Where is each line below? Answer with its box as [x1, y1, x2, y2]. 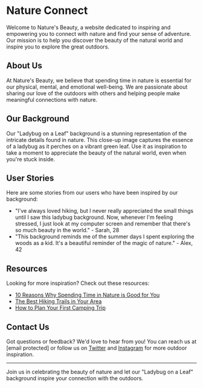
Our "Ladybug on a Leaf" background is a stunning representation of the [6, 130, 187, 137]
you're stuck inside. [6, 155, 56, 162]
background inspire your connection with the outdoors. [6, 375, 144, 382]
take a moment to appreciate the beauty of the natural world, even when [6, 149, 187, 156]
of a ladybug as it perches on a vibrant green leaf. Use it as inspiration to [6, 142, 187, 150]
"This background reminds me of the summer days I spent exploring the [14, 233, 195, 240]
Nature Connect [6, 4, 88, 18]
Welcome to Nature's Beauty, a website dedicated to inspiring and [6, 24, 171, 31]
